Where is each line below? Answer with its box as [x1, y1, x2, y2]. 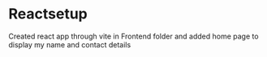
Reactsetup [8, 5, 88, 23]
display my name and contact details [8, 39, 131, 49]
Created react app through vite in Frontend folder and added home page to [8, 31, 259, 41]
